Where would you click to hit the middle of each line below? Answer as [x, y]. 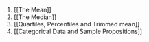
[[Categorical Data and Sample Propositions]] [78, 31]
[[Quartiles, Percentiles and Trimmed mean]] [77, 24]
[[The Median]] [35, 17]
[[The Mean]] [32, 10]
